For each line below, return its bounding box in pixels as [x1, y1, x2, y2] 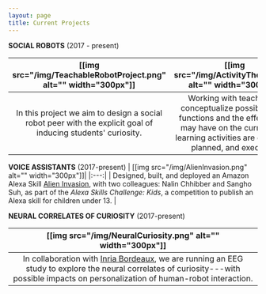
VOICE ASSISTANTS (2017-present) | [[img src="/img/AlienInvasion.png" [8, 162, 248, 171]
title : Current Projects [8, 19, 90, 27]
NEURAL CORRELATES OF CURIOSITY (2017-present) [8, 211, 186, 220]
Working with [188, 92, 237, 104]
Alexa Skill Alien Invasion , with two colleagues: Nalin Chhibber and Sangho [8, 179, 252, 188]
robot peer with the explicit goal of [25, 117, 154, 128]
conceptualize [180, 102, 234, 113]
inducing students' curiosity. [36, 127, 142, 138]
